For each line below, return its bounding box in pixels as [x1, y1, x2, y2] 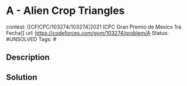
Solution [6, 72, 37, 82]
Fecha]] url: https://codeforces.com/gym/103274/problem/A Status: [6, 29, 169, 36]
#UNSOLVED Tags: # [6, 35, 57, 42]
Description [6, 52, 50, 62]
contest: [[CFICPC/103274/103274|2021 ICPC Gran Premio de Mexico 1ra [6, 23, 182, 30]
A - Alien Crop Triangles [6, 4, 125, 17]
